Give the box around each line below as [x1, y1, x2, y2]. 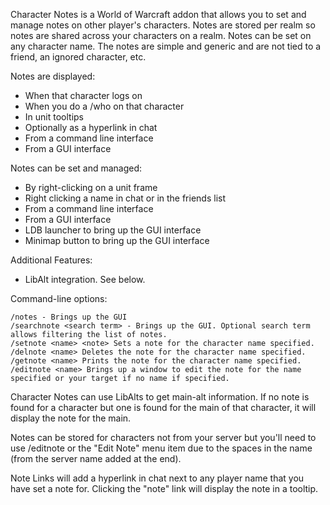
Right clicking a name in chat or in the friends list [24, 192, 226, 204]
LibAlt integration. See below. [24, 274, 146, 285]
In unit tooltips [24, 111, 84, 123]
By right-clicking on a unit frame [24, 182, 158, 193]
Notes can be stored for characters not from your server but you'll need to [10, 432, 317, 443]
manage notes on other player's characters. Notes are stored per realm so [10, 19, 316, 31]
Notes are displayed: [10, 70, 96, 82]
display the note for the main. [10, 412, 132, 424]
